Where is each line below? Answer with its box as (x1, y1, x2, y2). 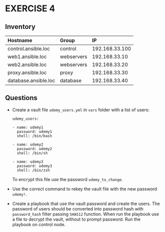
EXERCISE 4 (5, 3, 55, 14)
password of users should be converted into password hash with (12, 206, 144, 211)
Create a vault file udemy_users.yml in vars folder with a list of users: (12, 106, 150, 113)
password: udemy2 (17, 146, 53, 151)
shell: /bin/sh (17, 151, 48, 155)
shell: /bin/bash (17, 133, 53, 138)
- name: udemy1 (12, 125, 44, 130)
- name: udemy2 (12, 142, 44, 147)
